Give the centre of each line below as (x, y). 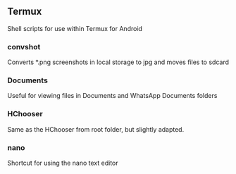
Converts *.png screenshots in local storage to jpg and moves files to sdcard (118, 62)
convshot (24, 46)
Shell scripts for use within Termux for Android (75, 28)
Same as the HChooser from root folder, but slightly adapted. (96, 129)
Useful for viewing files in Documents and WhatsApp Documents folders (112, 96)
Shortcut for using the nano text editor (63, 163)
